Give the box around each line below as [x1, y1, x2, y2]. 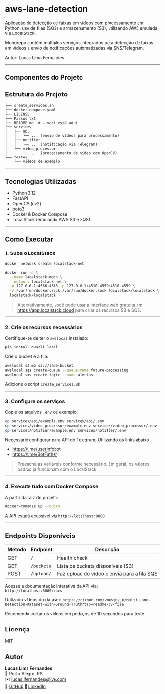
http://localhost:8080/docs [5, 588, 63, 594]
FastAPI [12, 195, 28, 201]
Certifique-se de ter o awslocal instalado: [5, 335, 89, 341]
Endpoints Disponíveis [5, 532, 75, 540]
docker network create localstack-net [5, 261, 84, 266]
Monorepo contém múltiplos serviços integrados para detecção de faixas [5, 39, 154, 45]
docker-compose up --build [5, 504, 60, 509]
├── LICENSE [5, 112, 29, 117]
